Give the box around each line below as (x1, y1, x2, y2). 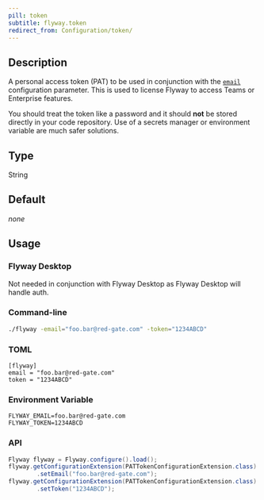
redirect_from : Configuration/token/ (8, 26, 133, 34)
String (8, 170, 29, 179)
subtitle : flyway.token (8, 19, 87, 27)
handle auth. (8, 287, 49, 297)
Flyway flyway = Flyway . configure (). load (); (8, 456, 158, 463)
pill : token (8, 11, 48, 20)
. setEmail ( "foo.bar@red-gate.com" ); (36, 470, 158, 479)
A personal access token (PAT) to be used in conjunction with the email (8, 77, 241, 87)
